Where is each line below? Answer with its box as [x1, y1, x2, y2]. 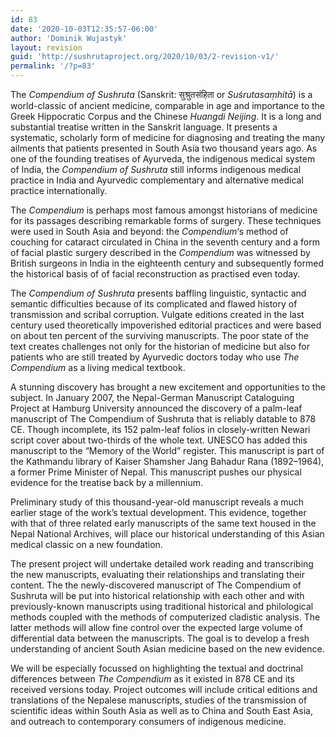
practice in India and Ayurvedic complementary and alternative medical [10, 174, 304, 186]
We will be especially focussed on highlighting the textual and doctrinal [10, 662, 303, 674]
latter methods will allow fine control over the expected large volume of [10, 622, 303, 633]
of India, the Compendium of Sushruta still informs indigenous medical [10, 164, 302, 175]
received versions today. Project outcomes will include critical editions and [10, 684, 318, 695]
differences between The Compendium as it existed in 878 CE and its [10, 673, 295, 685]
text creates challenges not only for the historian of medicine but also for [10, 341, 310, 352]
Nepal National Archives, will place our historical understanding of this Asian [10, 528, 325, 540]
